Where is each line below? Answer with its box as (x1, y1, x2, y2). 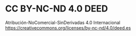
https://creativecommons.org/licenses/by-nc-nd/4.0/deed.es (5, 24, 131, 30)
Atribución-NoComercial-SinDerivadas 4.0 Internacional (5, 19, 120, 25)
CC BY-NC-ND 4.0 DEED (5, 3, 108, 14)
